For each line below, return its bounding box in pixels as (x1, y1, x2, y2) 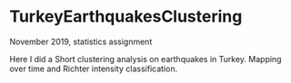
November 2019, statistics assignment (9, 36, 153, 47)
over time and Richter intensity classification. (9, 63, 178, 74)
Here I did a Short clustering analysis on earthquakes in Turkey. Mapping (9, 53, 282, 64)
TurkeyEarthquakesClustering (9, 6, 243, 27)
